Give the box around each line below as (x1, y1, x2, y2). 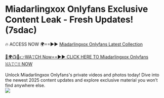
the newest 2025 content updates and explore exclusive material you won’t (5, 77, 158, 83)
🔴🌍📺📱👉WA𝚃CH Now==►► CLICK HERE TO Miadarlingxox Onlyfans (5, 53, 149, 60)
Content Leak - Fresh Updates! (5, 14, 133, 25)
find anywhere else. (5, 82, 45, 88)
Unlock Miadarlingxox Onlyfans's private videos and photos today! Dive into (5, 72, 160, 78)
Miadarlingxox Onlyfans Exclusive (5, 3, 148, 15)
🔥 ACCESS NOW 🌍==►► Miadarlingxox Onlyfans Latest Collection (5, 41, 143, 47)
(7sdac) (5, 25, 37, 36)
